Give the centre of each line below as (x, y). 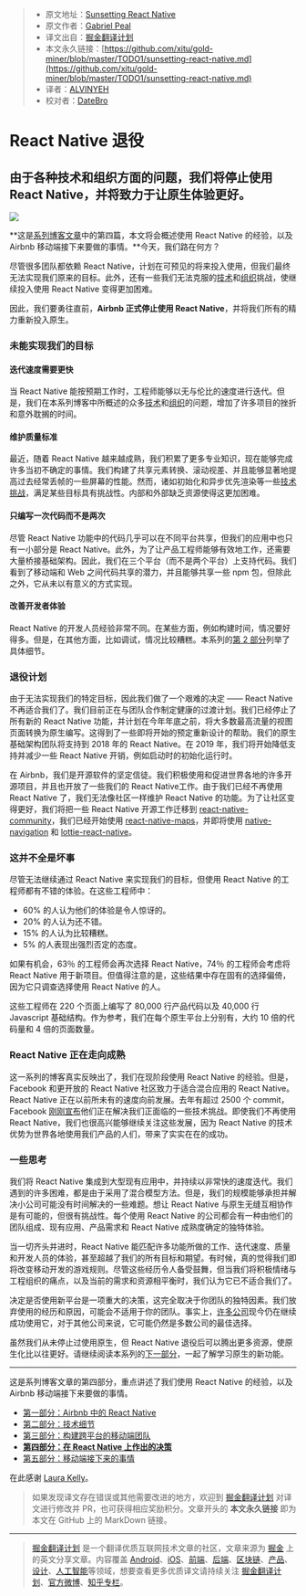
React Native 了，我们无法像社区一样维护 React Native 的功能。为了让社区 (148, 798)
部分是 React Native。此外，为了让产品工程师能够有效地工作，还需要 (162, 549)
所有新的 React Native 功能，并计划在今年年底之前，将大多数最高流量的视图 (151, 722)
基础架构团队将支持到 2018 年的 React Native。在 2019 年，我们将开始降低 (149, 745)
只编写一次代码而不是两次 (57, 515)
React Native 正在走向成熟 (67, 1055)
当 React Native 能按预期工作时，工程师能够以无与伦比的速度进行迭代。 (143, 391)
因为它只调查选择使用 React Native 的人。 (87, 987)
